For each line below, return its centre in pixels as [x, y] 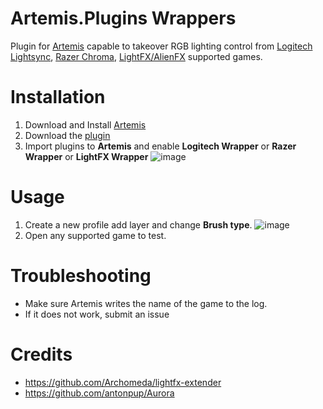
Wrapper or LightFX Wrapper [86, 156]
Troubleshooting [81, 276]
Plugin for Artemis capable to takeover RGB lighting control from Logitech [161, 46]
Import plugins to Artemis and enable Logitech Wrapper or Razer [160, 146]
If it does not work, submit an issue [97, 314]
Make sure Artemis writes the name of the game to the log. [146, 303]
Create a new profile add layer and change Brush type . [138, 224]
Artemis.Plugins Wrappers [123, 18]
